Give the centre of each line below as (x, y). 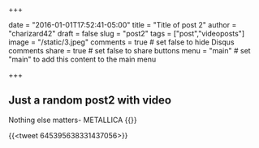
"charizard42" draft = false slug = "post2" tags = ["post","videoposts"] (127, 34)
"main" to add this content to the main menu (82, 59)
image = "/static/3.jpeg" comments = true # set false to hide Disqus (121, 42)
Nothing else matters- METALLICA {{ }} (73, 120)
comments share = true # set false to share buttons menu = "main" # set (129, 51)
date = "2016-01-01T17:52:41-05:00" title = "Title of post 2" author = (123, 25)
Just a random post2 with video (90, 101)
